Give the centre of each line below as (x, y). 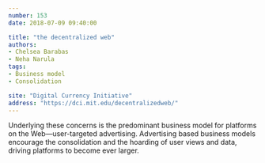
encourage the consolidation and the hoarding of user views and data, (123, 142)
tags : (17, 67)
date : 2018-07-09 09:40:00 (53, 23)
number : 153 (28, 15)
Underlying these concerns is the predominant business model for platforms (132, 125)
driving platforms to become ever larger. (74, 150)
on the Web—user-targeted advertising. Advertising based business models (132, 134)
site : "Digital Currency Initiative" (70, 96)
